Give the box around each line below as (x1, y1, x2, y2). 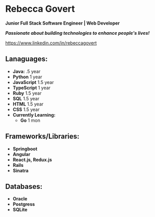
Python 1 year (12, 74, 42, 80)
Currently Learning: (12, 112, 56, 118)
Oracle (12, 196, 28, 202)
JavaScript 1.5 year (12, 79, 54, 85)
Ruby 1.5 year (12, 90, 42, 96)
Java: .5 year (12, 68, 41, 74)
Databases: (5, 182, 43, 191)
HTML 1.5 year (12, 101, 44, 107)
